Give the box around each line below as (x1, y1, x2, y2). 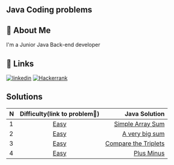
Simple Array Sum (113, 119, 165, 128)
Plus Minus (133, 149, 165, 157)
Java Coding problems (6, 5, 92, 15)
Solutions (6, 92, 43, 102)
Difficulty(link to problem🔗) (20, 109, 100, 118)
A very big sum (122, 129, 165, 137)
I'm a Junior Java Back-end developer (6, 41, 101, 49)
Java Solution (125, 109, 165, 118)
